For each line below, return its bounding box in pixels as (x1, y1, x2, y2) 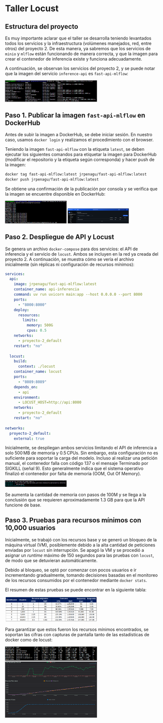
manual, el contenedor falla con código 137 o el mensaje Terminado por (5, 461, 148, 466)
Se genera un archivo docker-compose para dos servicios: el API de (5, 246, 138, 252)
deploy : (14, 307, 29, 312)
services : (5, 271, 25, 276)
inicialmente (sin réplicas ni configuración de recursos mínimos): (5, 261, 135, 267)
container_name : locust (14, 369, 62, 374)
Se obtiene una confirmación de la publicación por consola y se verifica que (5, 186, 158, 192)
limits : (22, 318, 38, 322)
